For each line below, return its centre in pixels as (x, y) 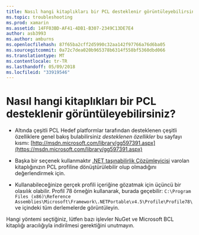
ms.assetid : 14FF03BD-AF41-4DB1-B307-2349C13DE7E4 (70, 28)
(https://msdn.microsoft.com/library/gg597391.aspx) (78, 149)
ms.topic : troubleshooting (39, 17)
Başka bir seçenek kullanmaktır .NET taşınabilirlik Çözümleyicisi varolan (102, 161)
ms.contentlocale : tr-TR (37, 61)
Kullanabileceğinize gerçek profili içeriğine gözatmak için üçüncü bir (98, 185)
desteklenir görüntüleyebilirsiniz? (91, 114)
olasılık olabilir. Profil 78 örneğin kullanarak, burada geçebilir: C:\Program (103, 191)
